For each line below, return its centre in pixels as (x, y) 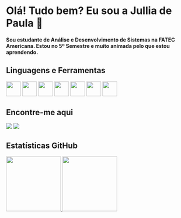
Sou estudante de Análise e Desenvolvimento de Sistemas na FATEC (90, 40)
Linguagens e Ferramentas (56, 70)
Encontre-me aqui (40, 112)
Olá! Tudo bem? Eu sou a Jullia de (89, 11)
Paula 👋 (25, 23)
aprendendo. (22, 52)
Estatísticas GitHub (42, 145)
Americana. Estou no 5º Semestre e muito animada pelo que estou (88, 46)
